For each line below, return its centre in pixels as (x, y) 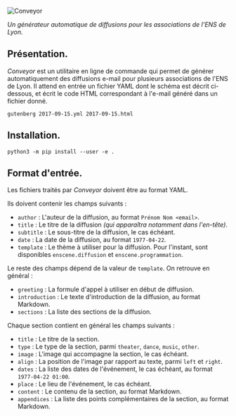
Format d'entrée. (45, 174)
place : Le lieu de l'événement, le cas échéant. (85, 384)
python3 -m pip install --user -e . (61, 151)
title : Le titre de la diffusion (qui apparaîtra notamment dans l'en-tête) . (123, 225)
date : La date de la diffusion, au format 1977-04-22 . (92, 240)
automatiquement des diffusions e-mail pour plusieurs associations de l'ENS (118, 78)
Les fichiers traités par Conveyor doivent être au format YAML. (98, 190)
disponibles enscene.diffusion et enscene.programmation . (100, 255)
